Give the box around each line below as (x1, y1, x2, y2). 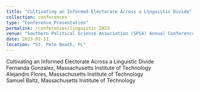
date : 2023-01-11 (6, 36, 49, 42)
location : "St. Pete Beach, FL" (6, 42, 86, 48)
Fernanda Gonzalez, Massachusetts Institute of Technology (6, 64, 152, 71)
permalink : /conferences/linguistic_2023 (6, 25, 110, 31)
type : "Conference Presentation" (6, 20, 89, 25)
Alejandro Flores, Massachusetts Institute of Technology (6, 70, 144, 78)
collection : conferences (6, 14, 68, 20)
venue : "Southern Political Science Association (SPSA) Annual (6, 31, 166, 37)
